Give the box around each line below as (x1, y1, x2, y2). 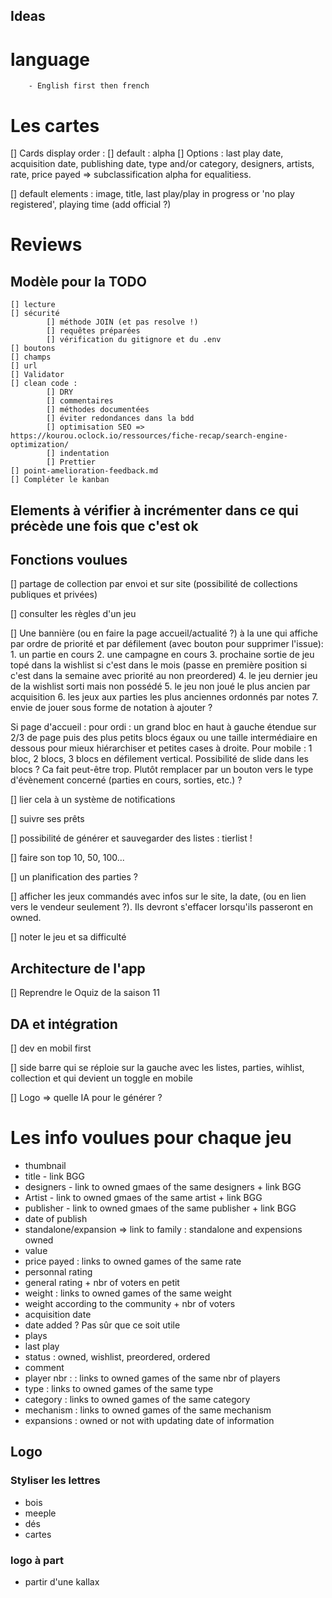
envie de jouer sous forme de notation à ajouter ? (10, 702, 213, 714)
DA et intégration (10, 1015, 118, 1033)
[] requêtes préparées (46, 326, 141, 336)
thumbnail (24, 1160, 67, 1172)
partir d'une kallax (24, 1576, 100, 1588)
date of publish (24, 1213, 88, 1225)
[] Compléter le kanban (10, 475, 110, 485)
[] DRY (46, 387, 74, 398)
